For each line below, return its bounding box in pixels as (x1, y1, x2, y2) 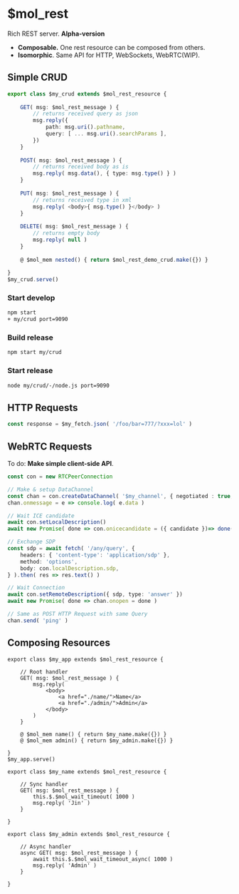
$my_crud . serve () (7, 276, 59, 283)
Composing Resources (7, 637, 110, 649)
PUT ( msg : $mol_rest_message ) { (20, 190, 119, 197)
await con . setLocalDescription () (7, 519, 107, 526)
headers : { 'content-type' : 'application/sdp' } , (20, 552, 171, 559)
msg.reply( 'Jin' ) (33, 799, 91, 806)
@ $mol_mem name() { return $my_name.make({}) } (20, 731, 167, 738)
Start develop (7, 293, 55, 303)
